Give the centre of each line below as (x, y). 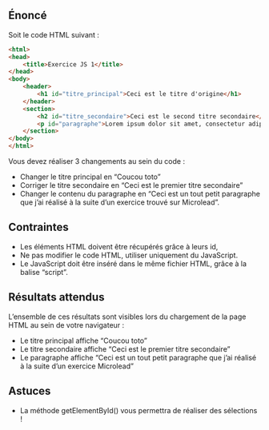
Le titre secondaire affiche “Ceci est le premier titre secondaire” (125, 348)
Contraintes (39, 227)
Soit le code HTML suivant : (54, 34)
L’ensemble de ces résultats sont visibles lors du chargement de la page (127, 317)
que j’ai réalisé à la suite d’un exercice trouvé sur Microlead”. (120, 202)
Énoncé (28, 16)
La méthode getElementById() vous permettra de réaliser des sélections (139, 410)
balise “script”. (44, 272)
